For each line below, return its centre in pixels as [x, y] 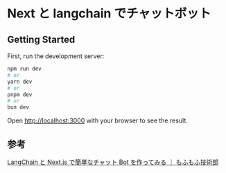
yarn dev [20, 82]
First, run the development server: [56, 56]
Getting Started [41, 39]
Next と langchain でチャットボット [109, 13]
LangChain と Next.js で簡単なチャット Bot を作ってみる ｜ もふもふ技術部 [113, 162]
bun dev [18, 107]
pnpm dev [20, 94]
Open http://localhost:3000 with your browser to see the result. [98, 120]
